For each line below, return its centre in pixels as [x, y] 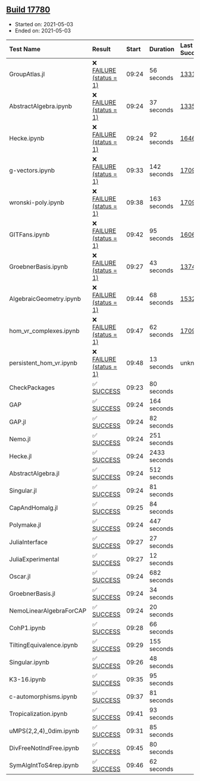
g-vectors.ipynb [32, 170]
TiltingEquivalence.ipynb [44, 645]
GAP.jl [18, 422]
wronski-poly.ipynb [37, 202]
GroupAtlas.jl [27, 74]
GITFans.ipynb [29, 234]
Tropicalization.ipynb [38, 714]
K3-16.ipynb [28, 679]
